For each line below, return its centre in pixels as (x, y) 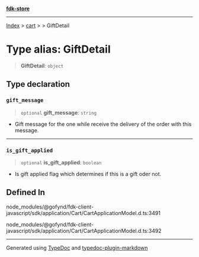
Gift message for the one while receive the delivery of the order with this (103, 124)
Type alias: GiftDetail (58, 49)
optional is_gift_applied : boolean (61, 162)
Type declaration (38, 84)
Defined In (26, 192)
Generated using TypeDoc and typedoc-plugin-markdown (77, 248)
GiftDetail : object (42, 66)
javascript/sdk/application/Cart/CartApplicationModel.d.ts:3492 (84, 230)
